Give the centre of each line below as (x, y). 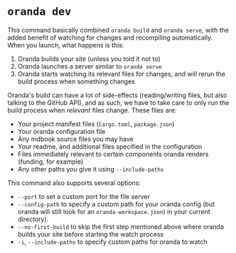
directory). (33, 219)
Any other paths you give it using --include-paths (91, 169)
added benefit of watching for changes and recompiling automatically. (110, 38)
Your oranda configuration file (61, 131)
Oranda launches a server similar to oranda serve (90, 66)
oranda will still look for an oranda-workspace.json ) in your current (114, 211)
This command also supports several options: (74, 183)
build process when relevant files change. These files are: (92, 110)
